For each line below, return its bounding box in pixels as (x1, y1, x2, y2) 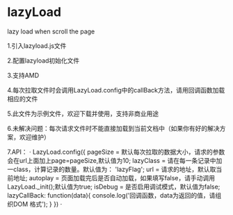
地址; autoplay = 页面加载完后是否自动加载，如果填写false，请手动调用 (13, 173, 216, 182)
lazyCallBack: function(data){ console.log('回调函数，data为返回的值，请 (7, 191, 216, 199)
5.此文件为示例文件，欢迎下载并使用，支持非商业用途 (7, 109, 159, 118)
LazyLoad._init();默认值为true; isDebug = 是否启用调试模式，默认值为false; (7, 182, 220, 191)
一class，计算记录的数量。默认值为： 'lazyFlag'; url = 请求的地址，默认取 (7, 165, 216, 173)
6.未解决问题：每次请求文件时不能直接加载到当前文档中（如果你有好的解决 (7, 124, 220, 132)
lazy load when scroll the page (7, 27, 95, 35)
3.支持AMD (7, 71, 40, 79)
